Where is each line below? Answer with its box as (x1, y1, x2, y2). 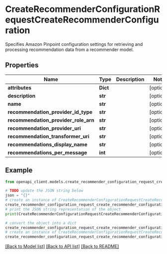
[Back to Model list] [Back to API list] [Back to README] (5, 244, 119, 250)
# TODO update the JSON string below (5, 188, 83, 193)
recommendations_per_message (7, 149, 87, 156)
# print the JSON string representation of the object (5, 207, 121, 212)
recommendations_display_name (7, 141, 88, 148)
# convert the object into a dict (5, 221, 77, 226)
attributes (7, 84, 31, 91)
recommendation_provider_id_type (7, 108, 93, 115)
